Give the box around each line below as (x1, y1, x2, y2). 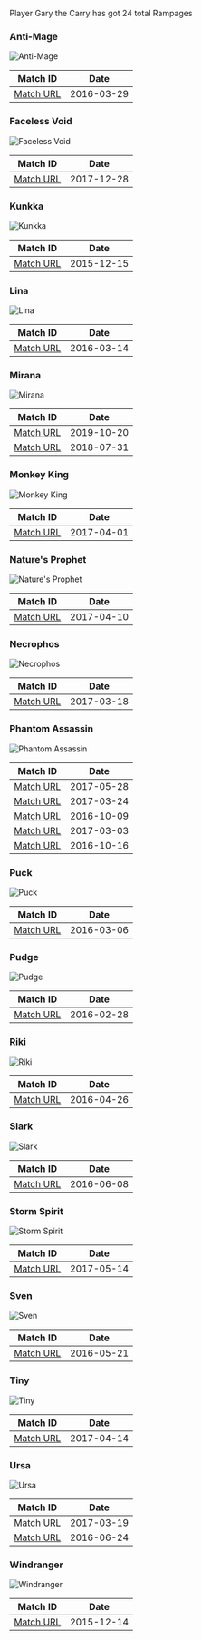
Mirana (9, 369, 42, 382)
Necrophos (9, 638, 60, 650)
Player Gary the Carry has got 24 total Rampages (9, 8, 193, 18)
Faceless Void (9, 115, 72, 128)
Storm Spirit (9, 1204, 63, 1217)
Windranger (9, 1558, 63, 1571)
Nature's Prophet (9, 553, 87, 565)
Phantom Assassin (9, 722, 93, 735)
